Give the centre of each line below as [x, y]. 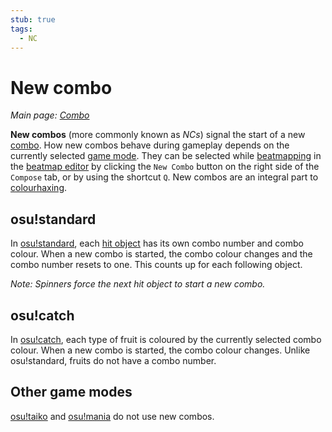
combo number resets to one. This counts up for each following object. [156, 265]
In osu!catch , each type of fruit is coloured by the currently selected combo [166, 339]
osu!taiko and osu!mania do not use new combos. [112, 416]
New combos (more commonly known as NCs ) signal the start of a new [158, 135]
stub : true [33, 19]
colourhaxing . [39, 188]
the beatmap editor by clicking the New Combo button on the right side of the [165, 167]
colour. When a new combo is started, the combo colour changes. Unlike [160, 350]
